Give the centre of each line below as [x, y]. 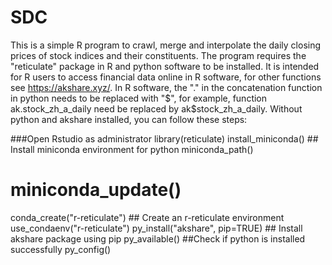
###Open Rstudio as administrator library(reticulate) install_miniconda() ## [164, 138]
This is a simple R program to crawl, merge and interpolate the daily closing [166, 45]
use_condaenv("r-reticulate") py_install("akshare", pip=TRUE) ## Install [156, 228]
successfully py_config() [61, 249]
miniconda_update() [96, 190]
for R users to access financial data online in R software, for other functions [166, 77]
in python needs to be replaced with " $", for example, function [139, 98]
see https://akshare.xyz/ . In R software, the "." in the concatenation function [166, 87]
